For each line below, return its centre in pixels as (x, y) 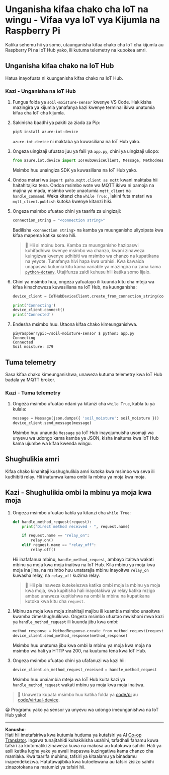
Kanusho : (16, 729)
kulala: (19, 409)
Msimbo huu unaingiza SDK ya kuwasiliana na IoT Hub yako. (75, 170)
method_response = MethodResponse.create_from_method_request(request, (89, 631)
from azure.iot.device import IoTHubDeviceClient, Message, (77, 160)
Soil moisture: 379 (33, 347)
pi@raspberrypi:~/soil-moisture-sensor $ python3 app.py (73, 334)
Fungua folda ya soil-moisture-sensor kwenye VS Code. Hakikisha (82, 102)
